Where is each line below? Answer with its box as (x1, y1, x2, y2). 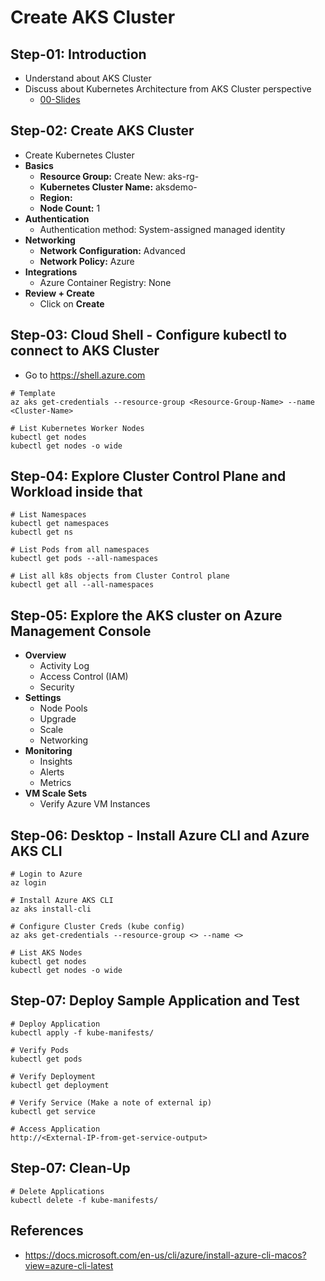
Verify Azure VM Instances (39, 798, 151, 810)
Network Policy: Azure (39, 255, 135, 267)
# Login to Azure (10, 869, 83, 880)
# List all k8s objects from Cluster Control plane (10, 571, 230, 581)
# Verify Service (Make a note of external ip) (10, 1097, 213, 1108)
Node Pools (39, 702, 88, 715)
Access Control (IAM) (39, 671, 129, 683)
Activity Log (39, 660, 90, 672)
